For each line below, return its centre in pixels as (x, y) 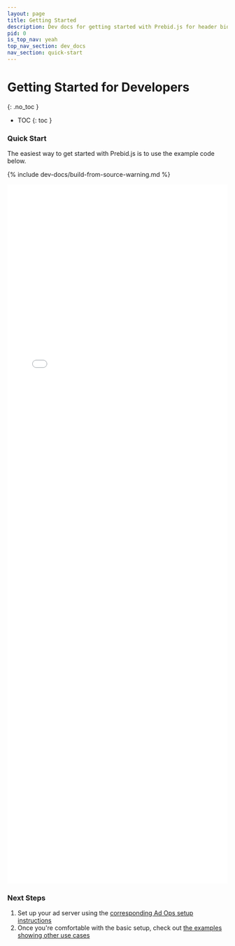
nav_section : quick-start (45, 53)
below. (17, 161)
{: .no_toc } (23, 106)
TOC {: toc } (35, 120)
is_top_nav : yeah (33, 40)
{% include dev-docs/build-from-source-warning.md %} (89, 175)
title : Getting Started (42, 20)
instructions (35, 921)
